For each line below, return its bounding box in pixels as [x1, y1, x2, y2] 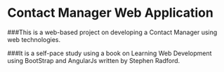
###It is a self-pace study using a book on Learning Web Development [7, 49, 212, 57]
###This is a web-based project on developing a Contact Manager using [7, 28, 218, 36]
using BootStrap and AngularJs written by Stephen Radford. [7, 56, 180, 64]
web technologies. [7, 35, 61, 43]
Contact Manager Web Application [7, 5, 214, 21]
